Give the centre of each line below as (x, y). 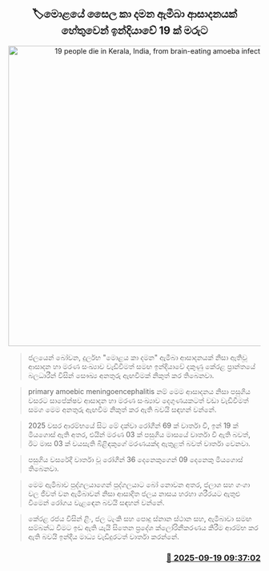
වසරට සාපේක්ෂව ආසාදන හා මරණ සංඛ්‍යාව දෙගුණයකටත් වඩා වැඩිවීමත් (139, 400)
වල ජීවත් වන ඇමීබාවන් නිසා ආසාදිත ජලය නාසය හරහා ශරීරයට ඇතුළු (134, 493)
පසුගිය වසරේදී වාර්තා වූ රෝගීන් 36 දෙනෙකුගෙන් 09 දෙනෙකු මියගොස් (135, 459)
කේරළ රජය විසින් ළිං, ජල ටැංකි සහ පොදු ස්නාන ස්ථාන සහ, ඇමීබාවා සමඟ (140, 518)
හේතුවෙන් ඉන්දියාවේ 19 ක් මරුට (134, 31)
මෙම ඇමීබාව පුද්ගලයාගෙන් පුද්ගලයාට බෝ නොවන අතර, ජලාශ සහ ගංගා (139, 485)
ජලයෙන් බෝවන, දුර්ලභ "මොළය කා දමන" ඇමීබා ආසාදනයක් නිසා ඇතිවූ (138, 357)
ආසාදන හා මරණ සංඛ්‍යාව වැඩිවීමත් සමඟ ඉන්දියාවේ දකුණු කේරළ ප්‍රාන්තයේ (142, 366)
